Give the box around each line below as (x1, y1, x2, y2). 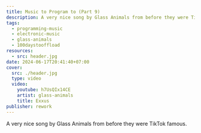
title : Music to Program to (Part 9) (6, 8, 100, 15)
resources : (6, 48, 33, 54)
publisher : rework (6, 103, 52, 110)
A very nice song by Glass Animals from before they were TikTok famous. (6, 120, 187, 127)
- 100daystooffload (11, 43, 60, 49)
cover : (6, 64, 23, 71)
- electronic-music (11, 31, 60, 37)
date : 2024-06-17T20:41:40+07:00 (6, 59, 90, 65)
